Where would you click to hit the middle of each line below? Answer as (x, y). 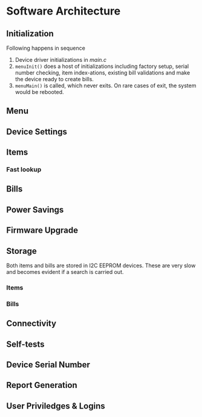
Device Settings (37, 132)
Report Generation (42, 385)
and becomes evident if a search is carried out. (65, 272)
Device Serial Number (48, 365)
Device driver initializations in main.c (61, 60)
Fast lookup (24, 170)
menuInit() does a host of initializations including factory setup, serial (102, 66)
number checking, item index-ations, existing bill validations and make (103, 73)
